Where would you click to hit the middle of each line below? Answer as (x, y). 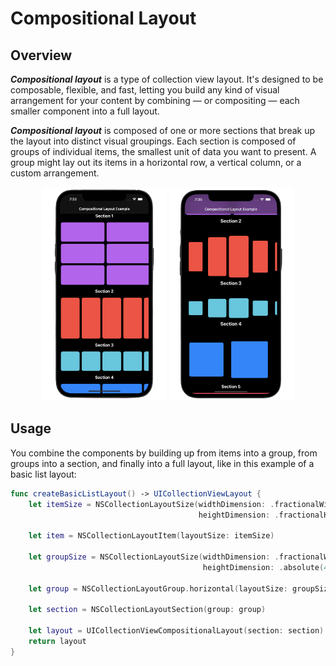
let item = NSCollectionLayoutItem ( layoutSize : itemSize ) (151, 536)
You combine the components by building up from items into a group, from (164, 453)
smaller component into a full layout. (85, 111)
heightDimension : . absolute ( (263, 567)
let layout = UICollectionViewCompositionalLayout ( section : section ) (176, 631)
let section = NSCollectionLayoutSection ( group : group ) (147, 610)
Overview (41, 55)
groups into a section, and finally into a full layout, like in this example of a (162, 463)
